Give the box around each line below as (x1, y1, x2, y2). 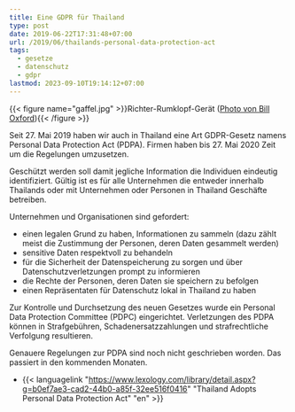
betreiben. (9, 194, 47, 205)
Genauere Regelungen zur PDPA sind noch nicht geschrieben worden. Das (9, 347, 282, 358)
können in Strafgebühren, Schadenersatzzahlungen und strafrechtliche (9, 321, 268, 331)
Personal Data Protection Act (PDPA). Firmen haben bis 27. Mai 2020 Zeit (9, 139, 276, 150)
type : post (9, 21, 50, 30)
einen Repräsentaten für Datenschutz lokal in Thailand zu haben (21, 284, 257, 295)
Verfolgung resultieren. (9, 330, 93, 341)
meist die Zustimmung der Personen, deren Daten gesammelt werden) (21, 237, 279, 248)
